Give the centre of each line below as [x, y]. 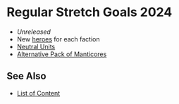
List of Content [38, 93]
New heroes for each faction [58, 39]
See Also [26, 76]
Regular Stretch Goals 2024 [89, 12]
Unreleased [33, 32]
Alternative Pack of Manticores [62, 54]
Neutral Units [36, 46]
